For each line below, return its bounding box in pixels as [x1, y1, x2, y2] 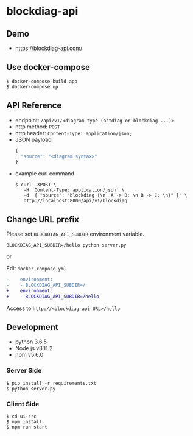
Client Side [6, 399, 40, 408]
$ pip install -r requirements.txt [6, 380, 97, 386]
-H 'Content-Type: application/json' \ [23, 187, 125, 193]
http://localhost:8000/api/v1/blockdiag [23, 198, 128, 204]
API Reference [6, 100, 62, 111]
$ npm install [6, 418, 43, 424]
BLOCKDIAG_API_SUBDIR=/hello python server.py [6, 242, 127, 248]
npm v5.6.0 [15, 351, 44, 359]
